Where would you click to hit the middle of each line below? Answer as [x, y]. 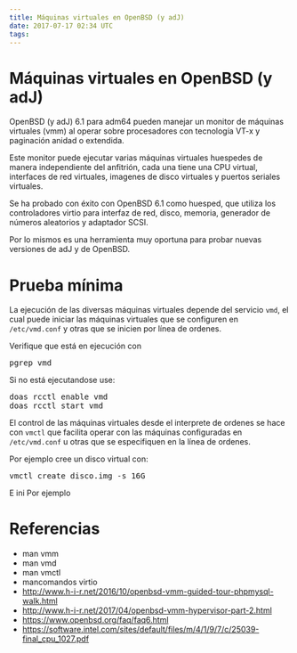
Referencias [55, 529]
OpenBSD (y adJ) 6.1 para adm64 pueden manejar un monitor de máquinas [147, 122]
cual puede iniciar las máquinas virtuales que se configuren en [124, 319]
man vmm [40, 554]
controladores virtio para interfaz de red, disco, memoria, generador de [140, 213]
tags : [19, 34]
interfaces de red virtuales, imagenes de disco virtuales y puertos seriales [145, 177]
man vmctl [41, 573]
